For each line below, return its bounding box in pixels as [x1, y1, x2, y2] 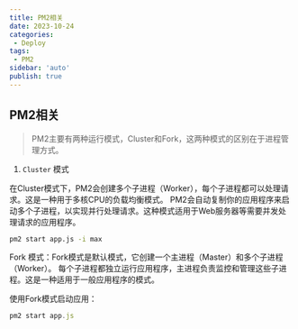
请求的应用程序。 [16, 216, 81, 227]
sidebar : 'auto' [9, 64, 70, 73]
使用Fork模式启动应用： [9, 294, 97, 305]
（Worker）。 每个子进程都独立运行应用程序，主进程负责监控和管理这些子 [9, 263, 279, 274]
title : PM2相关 [9, 13, 64, 23]
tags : [9, 47, 30, 56]
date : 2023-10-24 [9, 22, 75, 31]
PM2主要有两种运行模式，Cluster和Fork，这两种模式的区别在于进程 [31, 133, 282, 144]
